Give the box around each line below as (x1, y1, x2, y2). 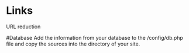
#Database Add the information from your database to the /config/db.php (6, 34, 183, 41)
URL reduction (6, 23, 41, 30)
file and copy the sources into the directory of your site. (6, 40, 140, 47)
